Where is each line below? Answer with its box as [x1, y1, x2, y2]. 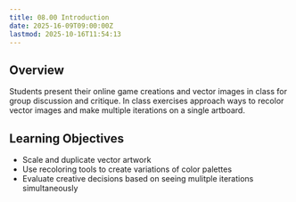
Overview [9, 62, 65, 77]
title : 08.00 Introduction [9, 12, 110, 22]
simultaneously [21, 183, 78, 193]
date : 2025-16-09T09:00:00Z [9, 21, 114, 30]
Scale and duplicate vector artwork [21, 155, 152, 165]
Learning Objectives [9, 131, 125, 146]
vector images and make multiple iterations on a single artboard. [9, 105, 245, 116]
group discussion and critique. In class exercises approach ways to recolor [9, 95, 284, 107]
